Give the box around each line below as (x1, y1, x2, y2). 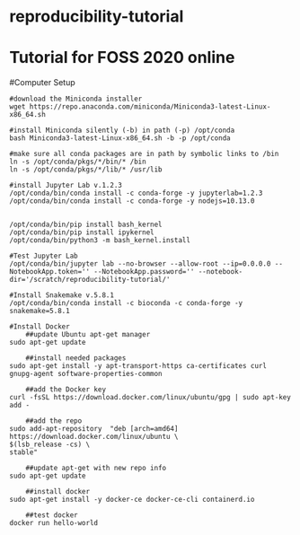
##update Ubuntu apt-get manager (25, 330, 151, 339)
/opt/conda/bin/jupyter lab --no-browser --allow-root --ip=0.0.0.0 (9, 259, 271, 268)
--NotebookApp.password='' (93, 267, 195, 276)
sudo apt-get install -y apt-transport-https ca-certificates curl (9, 362, 268, 371)
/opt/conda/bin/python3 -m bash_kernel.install (9, 236, 191, 245)
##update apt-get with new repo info (25, 464, 167, 473)
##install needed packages (25, 354, 127, 363)
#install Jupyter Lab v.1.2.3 (9, 181, 123, 190)
